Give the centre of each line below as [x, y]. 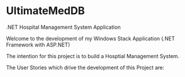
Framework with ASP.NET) [38, 45]
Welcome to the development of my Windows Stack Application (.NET [90, 38]
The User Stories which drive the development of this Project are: [85, 67]
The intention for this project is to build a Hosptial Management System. [93, 56]
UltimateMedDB [46, 11]
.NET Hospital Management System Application [63, 27]
